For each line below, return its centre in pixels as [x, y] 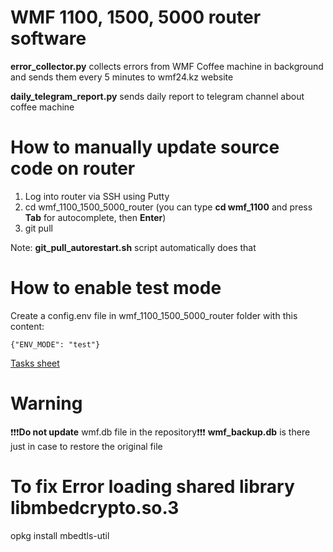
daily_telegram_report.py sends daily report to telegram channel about [157, 96]
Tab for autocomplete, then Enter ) [95, 217]
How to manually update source [145, 147]
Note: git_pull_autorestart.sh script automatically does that [133, 247]
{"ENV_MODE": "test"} [55, 344]
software [48, 38]
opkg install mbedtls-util [60, 535]
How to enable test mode [116, 288]
